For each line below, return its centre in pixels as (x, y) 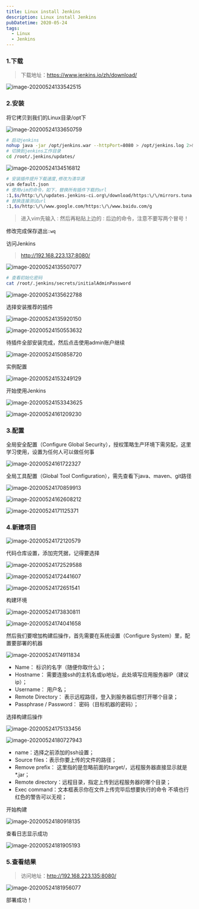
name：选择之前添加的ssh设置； (54, 752)
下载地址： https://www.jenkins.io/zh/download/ (79, 75)
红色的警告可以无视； (41, 797)
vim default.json (28, 184)
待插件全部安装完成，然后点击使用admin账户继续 (66, 343)
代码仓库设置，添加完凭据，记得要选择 (53, 553)
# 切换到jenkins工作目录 (33, 151)
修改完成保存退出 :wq (31, 231)
